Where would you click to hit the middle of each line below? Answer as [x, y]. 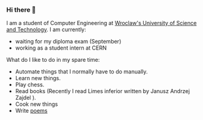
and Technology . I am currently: [46, 29]
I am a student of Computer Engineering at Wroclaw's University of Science [102, 23]
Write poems [31, 111]
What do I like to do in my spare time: [53, 60]
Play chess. [30, 84]
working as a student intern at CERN [61, 48]
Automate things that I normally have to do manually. [81, 72]
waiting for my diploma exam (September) [68, 42]
